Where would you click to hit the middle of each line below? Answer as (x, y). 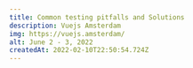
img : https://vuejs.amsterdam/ (67, 34)
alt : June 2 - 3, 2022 (51, 42)
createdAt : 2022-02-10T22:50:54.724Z (79, 50)
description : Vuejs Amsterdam (65, 26)
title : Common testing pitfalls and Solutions (97, 17)
